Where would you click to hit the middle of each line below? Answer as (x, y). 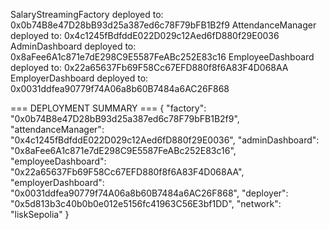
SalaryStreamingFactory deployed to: (87, 14)
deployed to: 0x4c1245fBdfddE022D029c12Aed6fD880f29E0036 (145, 35)
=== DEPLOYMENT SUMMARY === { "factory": (108, 108)
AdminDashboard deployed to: (73, 46)
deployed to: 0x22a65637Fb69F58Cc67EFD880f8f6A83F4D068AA (149, 67)
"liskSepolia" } (40, 214)
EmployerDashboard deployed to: (79, 78)
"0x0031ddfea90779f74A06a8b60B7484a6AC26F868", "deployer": (149, 193)
